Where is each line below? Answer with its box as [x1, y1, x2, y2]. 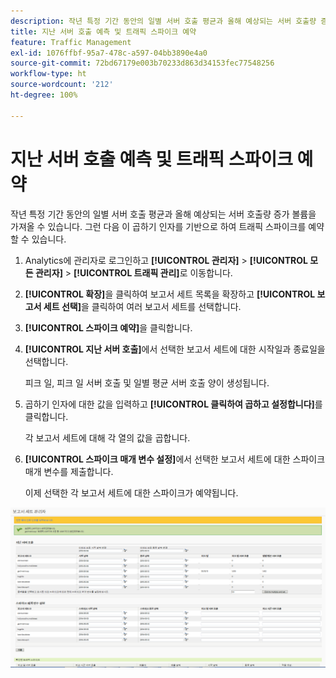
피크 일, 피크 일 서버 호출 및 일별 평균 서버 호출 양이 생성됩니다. [24, 376, 270, 389]
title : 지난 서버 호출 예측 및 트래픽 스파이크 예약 [10, 26, 197, 37]
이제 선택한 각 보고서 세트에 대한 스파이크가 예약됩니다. [24, 486, 239, 499]
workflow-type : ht [10, 69, 87, 79]
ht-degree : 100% [10, 90, 78, 100]
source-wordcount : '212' [10, 80, 114, 90]
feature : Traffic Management [10, 37, 132, 47]
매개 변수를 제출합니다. [24, 465, 114, 477]
